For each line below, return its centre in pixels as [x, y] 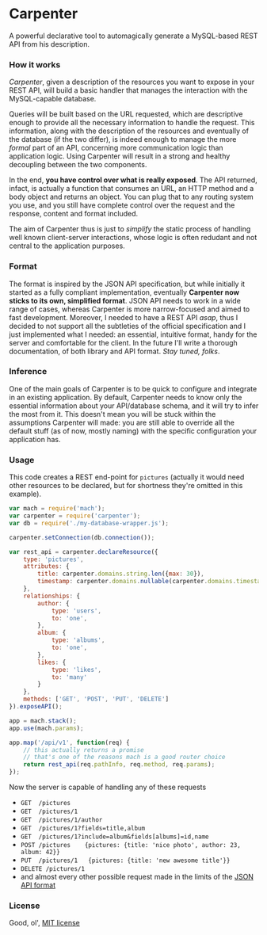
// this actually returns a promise [84, 750]
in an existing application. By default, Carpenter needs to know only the [126, 397]
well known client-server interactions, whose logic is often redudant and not [133, 238]
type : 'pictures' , [53, 559]
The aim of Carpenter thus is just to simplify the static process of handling [130, 229]
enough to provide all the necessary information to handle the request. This [132, 123]
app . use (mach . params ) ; [46, 728]
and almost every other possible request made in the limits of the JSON [137, 877]
